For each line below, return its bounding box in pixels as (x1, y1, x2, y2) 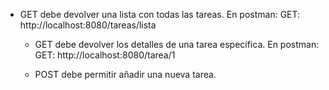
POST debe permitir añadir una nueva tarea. (34, 69, 217, 80)
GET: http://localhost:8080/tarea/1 (34, 49, 176, 61)
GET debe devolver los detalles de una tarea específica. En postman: (34, 39, 320, 50)
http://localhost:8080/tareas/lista (19, 19, 157, 31)
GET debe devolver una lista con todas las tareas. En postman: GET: (19, 9, 301, 20)
